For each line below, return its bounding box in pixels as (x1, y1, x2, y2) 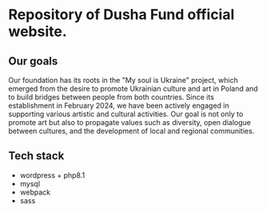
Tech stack (8, 149, 65, 163)
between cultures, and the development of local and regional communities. (8, 126, 255, 135)
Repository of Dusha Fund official (8, 6, 235, 24)
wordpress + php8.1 (19, 170, 85, 180)
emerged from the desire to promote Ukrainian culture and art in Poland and (8, 84, 258, 93)
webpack (19, 187, 50, 197)
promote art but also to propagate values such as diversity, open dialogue (8, 118, 252, 127)
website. (8, 22, 68, 41)
